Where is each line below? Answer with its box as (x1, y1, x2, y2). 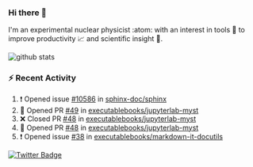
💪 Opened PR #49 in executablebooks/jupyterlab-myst (19, 105, 199, 115)
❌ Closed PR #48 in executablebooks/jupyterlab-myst (19, 114, 197, 123)
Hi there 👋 (8, 7, 48, 18)
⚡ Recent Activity (8, 73, 77, 84)
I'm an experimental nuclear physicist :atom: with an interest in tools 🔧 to (8, 25, 246, 35)
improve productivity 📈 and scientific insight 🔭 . (8, 34, 163, 44)
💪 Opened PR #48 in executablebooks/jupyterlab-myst (19, 123, 199, 132)
